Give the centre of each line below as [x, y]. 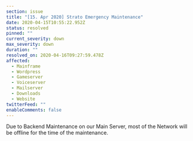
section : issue [25, 11]
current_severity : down [35, 39]
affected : [18, 61]
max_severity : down [30, 45]
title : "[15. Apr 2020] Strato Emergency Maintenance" [75, 17]
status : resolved [27, 28]
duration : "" [22, 50]
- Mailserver [27, 88]
